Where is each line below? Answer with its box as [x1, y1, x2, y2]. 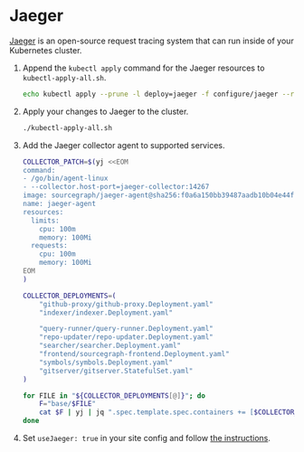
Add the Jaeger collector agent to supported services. [22, 139, 225, 150]
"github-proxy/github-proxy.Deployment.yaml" [39, 299, 214, 308]
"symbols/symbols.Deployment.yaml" [39, 358, 174, 367]
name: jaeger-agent [22, 200, 97, 209]
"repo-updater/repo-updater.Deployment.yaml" [39, 333, 214, 342]
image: [22, 191, 48, 200]
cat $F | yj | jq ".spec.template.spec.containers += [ [39, 408, 254, 417]
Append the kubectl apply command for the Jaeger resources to [22, 62, 265, 73]
